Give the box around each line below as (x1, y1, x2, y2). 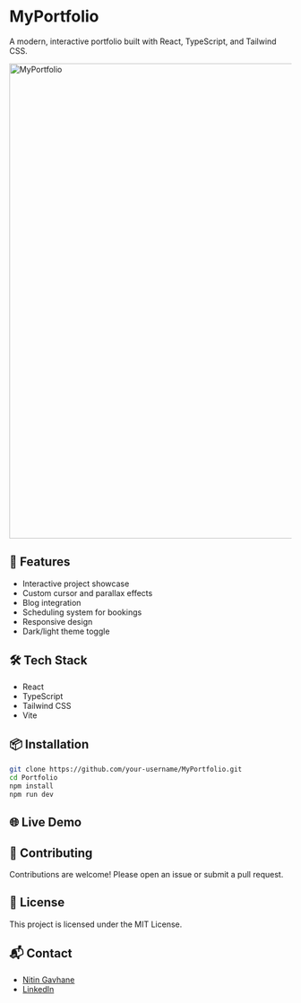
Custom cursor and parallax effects (21, 587, 153, 598)
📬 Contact (9, 946, 73, 961)
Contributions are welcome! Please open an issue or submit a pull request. (9, 869, 284, 880)
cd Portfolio (9, 774, 58, 783)
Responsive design (21, 616, 93, 627)
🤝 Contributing (9, 845, 93, 860)
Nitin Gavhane (21, 974, 75, 985)
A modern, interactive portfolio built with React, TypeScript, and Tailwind (9, 36, 277, 47)
